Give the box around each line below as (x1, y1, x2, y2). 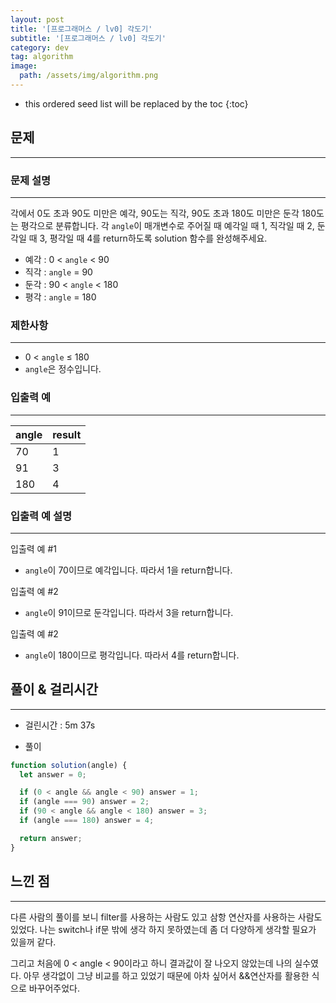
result (52, 427, 82, 441)
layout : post (10, 14, 65, 25)
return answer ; (19, 833, 83, 843)
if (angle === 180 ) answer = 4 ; (19, 816, 155, 826)
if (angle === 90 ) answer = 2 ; (19, 797, 150, 807)
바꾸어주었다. (28, 982, 81, 994)
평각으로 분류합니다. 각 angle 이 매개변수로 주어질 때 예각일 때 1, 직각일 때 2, (20, 219, 315, 231)
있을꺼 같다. (10, 936, 57, 948)
